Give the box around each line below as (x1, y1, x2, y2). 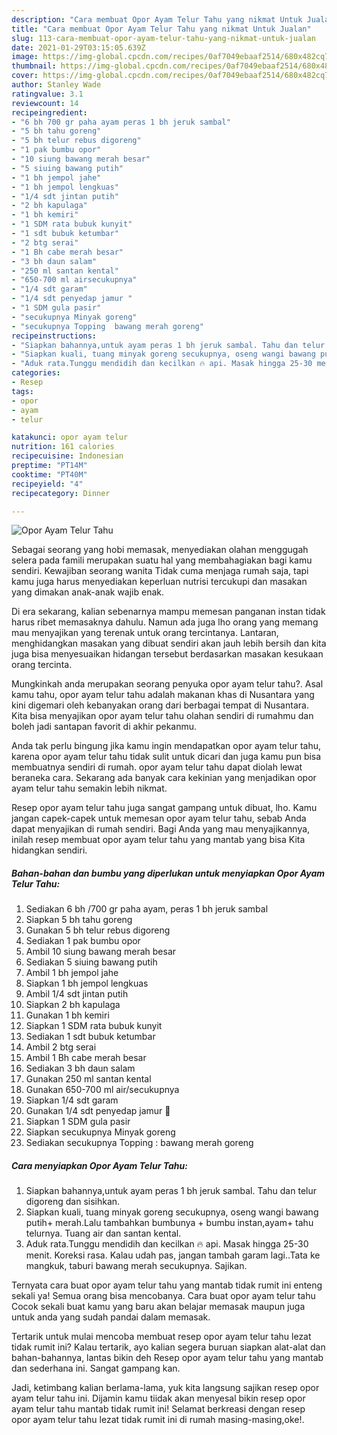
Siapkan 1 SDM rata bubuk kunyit (25, 1020, 163, 1032)
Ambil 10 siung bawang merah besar (25, 946, 177, 958)
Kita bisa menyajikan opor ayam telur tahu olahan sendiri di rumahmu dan (11, 710, 314, 722)
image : (11, 52, 39, 62)
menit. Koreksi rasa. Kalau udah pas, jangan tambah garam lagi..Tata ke (25, 1249, 321, 1261)
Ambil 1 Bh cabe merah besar (25, 1052, 147, 1064)
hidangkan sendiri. (11, 844, 88, 856)
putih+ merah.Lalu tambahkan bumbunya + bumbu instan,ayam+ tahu (25, 1217, 314, 1229)
